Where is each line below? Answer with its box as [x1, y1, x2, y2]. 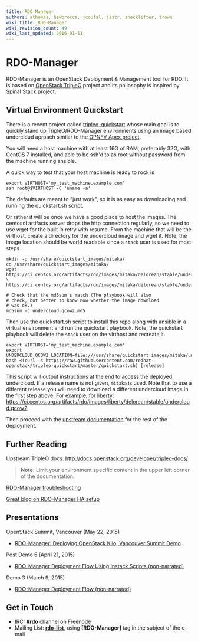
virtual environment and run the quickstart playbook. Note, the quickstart [6, 324, 183, 331]
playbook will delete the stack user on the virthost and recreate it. [6, 330, 166, 338]
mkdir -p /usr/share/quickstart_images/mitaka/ [6, 256, 126, 262]
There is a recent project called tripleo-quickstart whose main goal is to [6, 120, 180, 127]
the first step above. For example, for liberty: [6, 392, 114, 399]
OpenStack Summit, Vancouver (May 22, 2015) [6, 528, 120, 535]
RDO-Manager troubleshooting [6, 484, 81, 491]
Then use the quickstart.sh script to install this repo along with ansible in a [6, 318, 187, 325]
